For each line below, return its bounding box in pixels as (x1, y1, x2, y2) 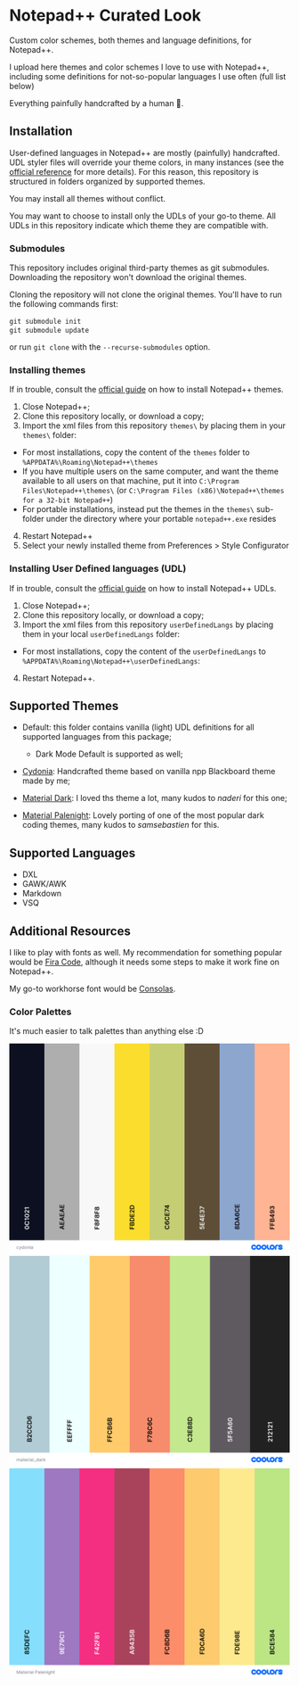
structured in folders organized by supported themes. (9, 176, 206, 186)
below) (9, 80, 35, 91)
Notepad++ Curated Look (9, 5, 202, 26)
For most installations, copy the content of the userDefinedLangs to (21, 646, 267, 657)
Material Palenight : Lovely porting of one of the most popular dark (21, 810, 264, 821)
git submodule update (9, 326, 90, 335)
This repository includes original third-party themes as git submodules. (9, 262, 270, 273)
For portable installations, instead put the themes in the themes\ (21, 504, 255, 515)
